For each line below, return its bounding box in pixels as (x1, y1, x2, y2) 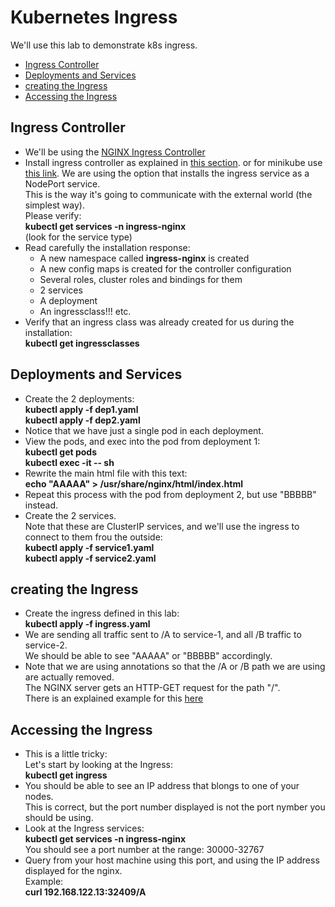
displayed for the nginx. (24, 865, 123, 877)
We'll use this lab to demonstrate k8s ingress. (10, 39, 198, 51)
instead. (24, 499, 59, 511)
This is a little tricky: (24, 748, 108, 760)
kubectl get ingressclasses (24, 337, 140, 349)
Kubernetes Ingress (10, 6, 178, 29)
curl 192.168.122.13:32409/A (24, 886, 147, 898)
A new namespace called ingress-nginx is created (39, 252, 250, 264)
